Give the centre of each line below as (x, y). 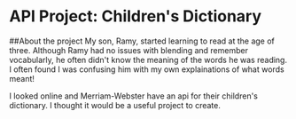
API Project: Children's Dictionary (136, 16)
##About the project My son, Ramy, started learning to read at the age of (142, 41)
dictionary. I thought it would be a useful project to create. (115, 105)
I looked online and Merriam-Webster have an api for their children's (134, 96)
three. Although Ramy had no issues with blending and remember (129, 50)
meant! (22, 78)
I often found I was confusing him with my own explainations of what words (147, 69)
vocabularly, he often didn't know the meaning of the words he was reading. (148, 59)
